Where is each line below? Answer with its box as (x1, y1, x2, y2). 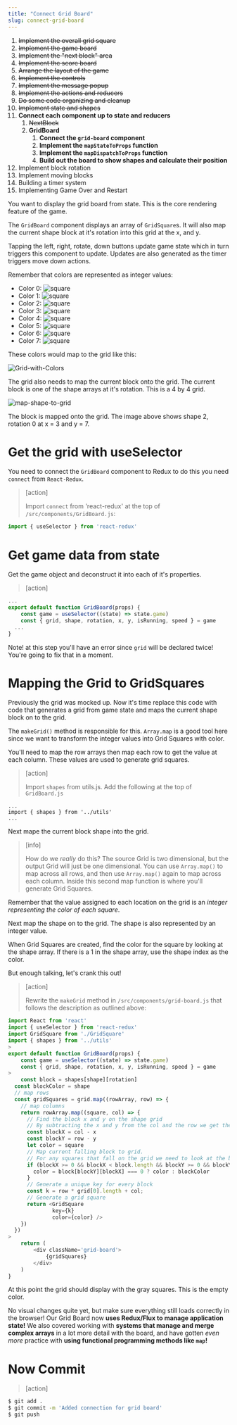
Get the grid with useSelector (8, 444, 183, 460)
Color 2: (18, 299, 41, 307)
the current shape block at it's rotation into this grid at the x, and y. (8, 228, 201, 237)
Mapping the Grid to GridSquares (8, 675, 205, 691)
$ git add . (8, 1398, 43, 1405)
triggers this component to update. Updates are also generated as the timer (8, 249, 227, 258)
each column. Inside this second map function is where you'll (25, 877, 203, 886)
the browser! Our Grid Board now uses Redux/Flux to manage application (8, 1314, 224, 1322)
